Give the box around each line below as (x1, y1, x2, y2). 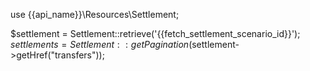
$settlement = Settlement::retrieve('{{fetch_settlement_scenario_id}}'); (10, 28, 301, 39)
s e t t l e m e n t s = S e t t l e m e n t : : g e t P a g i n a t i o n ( (10, 39, 193, 50)
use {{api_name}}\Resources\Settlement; (10, 9, 180, 20)
